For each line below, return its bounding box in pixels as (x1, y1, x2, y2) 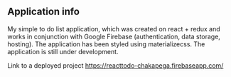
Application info (7, 6, 80, 18)
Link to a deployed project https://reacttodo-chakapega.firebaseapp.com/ (7, 61, 224, 70)
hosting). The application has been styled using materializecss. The (7, 39, 205, 48)
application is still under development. (7, 47, 119, 56)
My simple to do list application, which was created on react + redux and (7, 24, 220, 33)
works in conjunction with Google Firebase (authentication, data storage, (7, 32, 220, 41)
